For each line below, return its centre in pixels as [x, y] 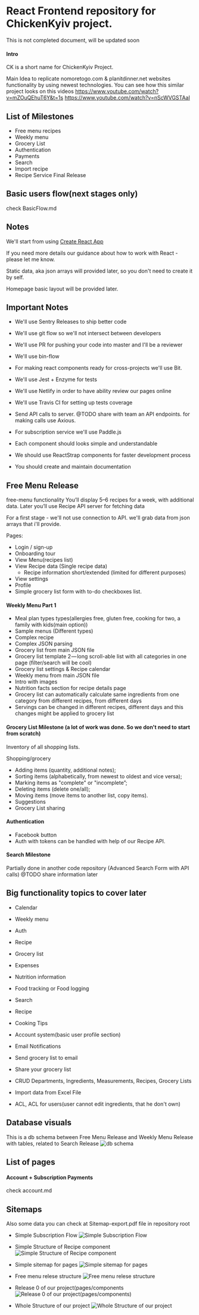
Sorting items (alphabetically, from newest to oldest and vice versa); [98, 776]
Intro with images [36, 682]
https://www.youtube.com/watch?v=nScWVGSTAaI [128, 98]
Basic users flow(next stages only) [72, 194]
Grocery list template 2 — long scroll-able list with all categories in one [100, 657]
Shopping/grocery [29, 758]
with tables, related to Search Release [53, 1143]
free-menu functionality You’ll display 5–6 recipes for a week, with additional [100, 500]
